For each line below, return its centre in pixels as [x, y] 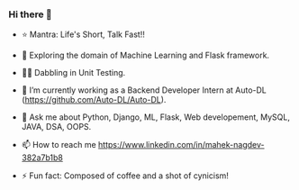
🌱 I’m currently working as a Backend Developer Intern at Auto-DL [144, 90]
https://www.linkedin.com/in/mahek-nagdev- [181, 145]
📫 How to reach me [59, 145]
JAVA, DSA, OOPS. [56, 127]
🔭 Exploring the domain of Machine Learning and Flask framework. [145, 55]
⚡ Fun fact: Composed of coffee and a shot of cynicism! [125, 176]
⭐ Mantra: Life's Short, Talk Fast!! [83, 34]
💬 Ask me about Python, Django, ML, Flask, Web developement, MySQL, [155, 117]
